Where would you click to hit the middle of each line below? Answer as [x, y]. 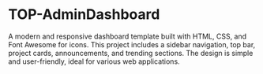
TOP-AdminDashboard [84, 15]
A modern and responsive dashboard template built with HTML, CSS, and [128, 36]
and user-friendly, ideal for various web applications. [94, 61]
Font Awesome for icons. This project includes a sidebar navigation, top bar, [132, 44]
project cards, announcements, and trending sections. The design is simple [131, 53]
